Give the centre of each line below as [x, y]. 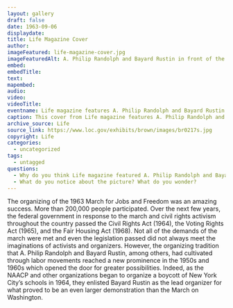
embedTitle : [24, 72]
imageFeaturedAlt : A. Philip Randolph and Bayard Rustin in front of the [116, 59]
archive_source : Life [38, 123]
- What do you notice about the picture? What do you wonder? [105, 181]
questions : [23, 169]
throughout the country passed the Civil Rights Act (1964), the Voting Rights [115, 224]
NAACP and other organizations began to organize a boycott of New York [112, 275]
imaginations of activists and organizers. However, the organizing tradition [113, 246]
